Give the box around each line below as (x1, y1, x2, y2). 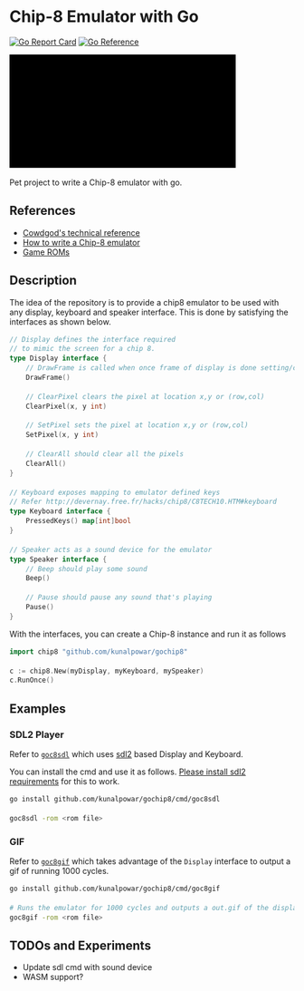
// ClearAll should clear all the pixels (25, 450, 184, 459)
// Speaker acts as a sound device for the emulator (9, 545, 213, 554)
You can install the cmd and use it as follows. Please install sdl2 (9, 766, 246, 777)
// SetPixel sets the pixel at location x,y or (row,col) (25, 421, 249, 430)
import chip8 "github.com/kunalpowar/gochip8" (9, 646, 188, 656)
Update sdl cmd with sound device (22, 962, 153, 973)
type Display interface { (9, 354, 107, 364)
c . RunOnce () (9, 675, 54, 685)
